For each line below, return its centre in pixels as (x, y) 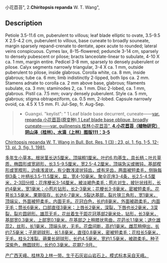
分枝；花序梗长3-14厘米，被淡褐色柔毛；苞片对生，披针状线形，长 (93, 182)
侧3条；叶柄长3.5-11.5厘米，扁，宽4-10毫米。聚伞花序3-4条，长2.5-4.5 (78, 176)
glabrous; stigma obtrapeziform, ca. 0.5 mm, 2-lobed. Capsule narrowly (79, 99)
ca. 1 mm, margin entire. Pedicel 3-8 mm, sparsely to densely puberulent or (82, 62)
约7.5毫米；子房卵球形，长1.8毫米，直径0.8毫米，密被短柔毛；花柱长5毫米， (83, 232)
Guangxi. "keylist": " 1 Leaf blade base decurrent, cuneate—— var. (92, 114)
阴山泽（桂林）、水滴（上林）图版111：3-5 (67, 132)
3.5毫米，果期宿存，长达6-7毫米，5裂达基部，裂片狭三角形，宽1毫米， (86, 195)
